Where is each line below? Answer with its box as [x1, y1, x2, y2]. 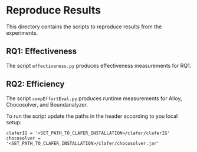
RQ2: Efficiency [6, 79, 65, 89]
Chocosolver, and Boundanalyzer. [6, 101, 88, 108]
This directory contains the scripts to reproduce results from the [6, 23, 162, 30]
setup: [6, 118, 22, 125]
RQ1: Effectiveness [6, 47, 77, 57]
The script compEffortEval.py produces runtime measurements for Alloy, [6, 95, 182, 102]
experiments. [6, 29, 38, 36]
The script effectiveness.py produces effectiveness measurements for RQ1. [6, 62, 192, 69]
